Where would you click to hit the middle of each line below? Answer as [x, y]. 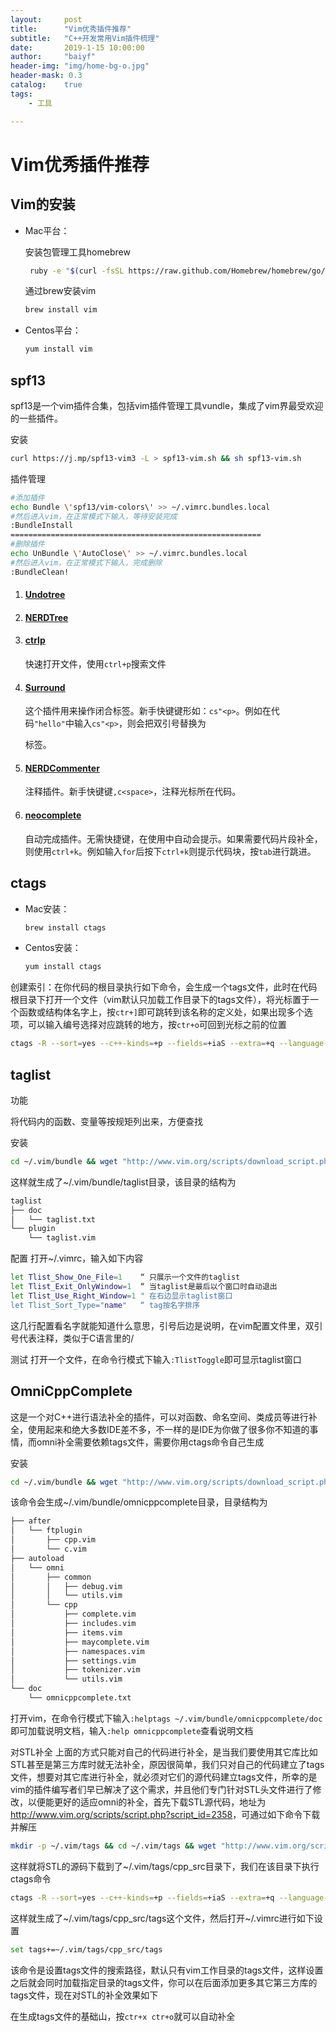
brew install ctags [65, 927]
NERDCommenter [62, 768]
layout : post [46, 19]
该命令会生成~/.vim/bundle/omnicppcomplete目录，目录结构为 [139, 1502]
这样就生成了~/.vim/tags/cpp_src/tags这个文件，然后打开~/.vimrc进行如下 [162, 1918]
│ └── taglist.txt [53, 1219]
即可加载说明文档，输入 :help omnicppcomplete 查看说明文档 [132, 1730]
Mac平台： [47, 230]
